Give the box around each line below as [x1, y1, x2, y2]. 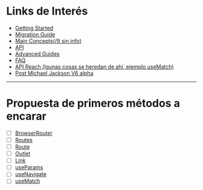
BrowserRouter [14, 129, 53, 137]
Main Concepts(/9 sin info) [14, 37, 82, 44]
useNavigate [14, 171, 47, 178]
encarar [6, 109, 47, 123]
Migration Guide [14, 30, 56, 38]
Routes [14, 136, 33, 143]
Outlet [14, 150, 31, 157]
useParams [14, 164, 43, 171]
